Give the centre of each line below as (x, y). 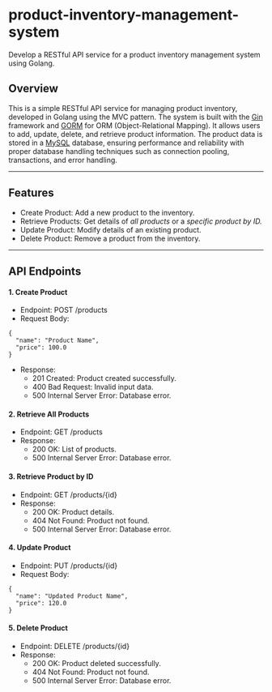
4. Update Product (40, 548)
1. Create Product (38, 292)
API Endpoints (45, 271)
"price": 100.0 (41, 348)
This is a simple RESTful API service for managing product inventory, (123, 108)
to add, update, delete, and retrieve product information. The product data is (136, 134)
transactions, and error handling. (63, 160)
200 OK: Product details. (73, 511)
